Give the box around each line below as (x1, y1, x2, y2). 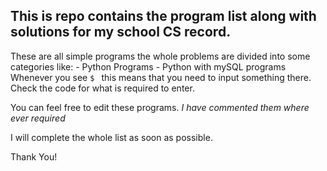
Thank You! (10, 150, 58, 163)
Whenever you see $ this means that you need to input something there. (10, 71, 312, 83)
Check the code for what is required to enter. (10, 82, 195, 94)
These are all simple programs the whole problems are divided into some (10, 50, 311, 62)
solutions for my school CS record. (10, 24, 232, 41)
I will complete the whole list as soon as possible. (10, 131, 213, 143)
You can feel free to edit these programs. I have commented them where (10, 101, 310, 113)
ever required (10, 112, 66, 124)
